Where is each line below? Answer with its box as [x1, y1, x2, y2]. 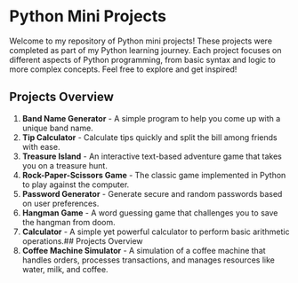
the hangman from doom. [21, 216, 116, 227]
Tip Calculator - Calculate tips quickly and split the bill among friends [21, 131, 278, 143]
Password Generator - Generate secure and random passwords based [21, 188, 283, 199]
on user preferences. [21, 198, 100, 208]
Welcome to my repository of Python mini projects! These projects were [9, 35, 273, 46]
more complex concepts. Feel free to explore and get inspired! [9, 64, 238, 75]
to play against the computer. [21, 179, 130, 190]
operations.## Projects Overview [21, 235, 144, 246]
